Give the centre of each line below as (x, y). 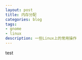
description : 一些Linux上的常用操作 (41, 39)
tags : (11, 24)
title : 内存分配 (21, 15)
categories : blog (24, 19)
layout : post (19, 10)
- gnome (13, 29)
